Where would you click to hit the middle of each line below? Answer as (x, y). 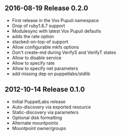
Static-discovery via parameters (45, 112)
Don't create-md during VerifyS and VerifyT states (64, 52)
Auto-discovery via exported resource (51, 107)
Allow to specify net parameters (45, 68)
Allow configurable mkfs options (45, 47)
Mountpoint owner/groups (39, 128)
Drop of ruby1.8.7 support (38, 26)
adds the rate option (33, 36)
